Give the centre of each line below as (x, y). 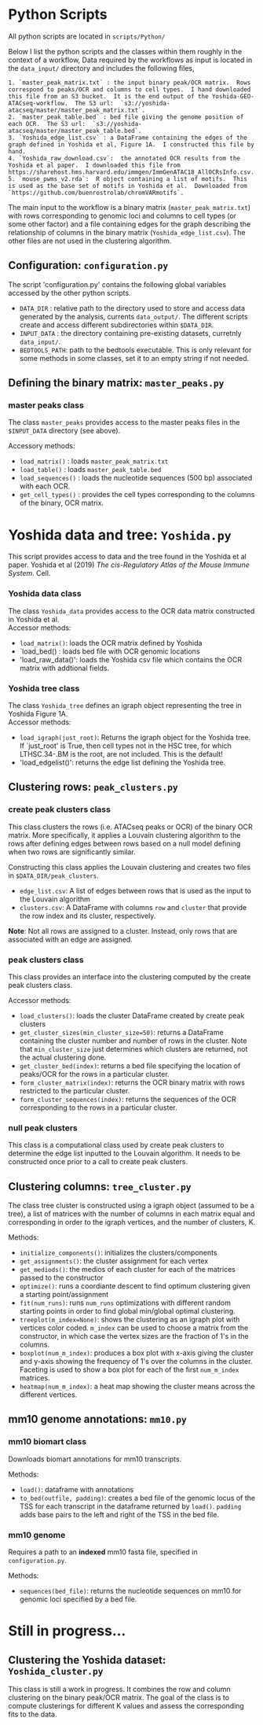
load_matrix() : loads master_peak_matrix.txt (94, 461)
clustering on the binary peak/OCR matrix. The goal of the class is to (119, 1697)
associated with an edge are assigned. (71, 939)
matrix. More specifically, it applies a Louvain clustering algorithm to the (124, 835)
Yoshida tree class (44, 688)
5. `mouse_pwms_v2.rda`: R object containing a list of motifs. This (128, 179)
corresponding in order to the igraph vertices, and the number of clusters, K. (132, 1222)
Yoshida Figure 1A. (38, 713)
